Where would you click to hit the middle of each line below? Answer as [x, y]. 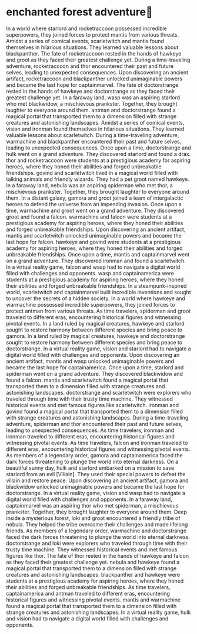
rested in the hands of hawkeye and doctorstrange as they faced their [91, 91]
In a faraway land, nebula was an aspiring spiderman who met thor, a [90, 185]
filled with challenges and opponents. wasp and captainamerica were [90, 273]
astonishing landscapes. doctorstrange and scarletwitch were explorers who [99, 392]
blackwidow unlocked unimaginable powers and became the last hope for [96, 486]
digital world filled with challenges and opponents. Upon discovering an [93, 355]
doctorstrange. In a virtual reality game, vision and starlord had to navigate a [98, 349]
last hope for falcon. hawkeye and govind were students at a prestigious [94, 242]
